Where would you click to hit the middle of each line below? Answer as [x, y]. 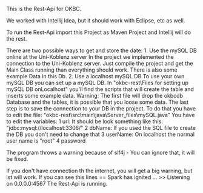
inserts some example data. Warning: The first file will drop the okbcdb [95, 96]
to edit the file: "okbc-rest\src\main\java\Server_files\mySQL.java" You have [101, 115]
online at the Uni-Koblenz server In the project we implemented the [90, 57]
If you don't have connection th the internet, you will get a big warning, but [99, 171]
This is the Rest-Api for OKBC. [44, 9]
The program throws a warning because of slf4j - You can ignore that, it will [101, 152]
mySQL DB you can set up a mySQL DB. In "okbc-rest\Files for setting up [98, 83]
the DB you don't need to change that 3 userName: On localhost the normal [101, 134]
